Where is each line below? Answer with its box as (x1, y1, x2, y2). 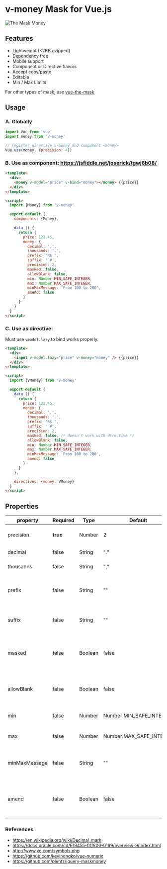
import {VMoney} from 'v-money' (9, 378, 77, 383)
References (5, 826, 34, 833)
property (17, 517, 39, 524)
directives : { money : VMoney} (14, 479, 75, 484)
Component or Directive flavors (12, 63, 77, 69)
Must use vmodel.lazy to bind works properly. (5, 336, 98, 342)
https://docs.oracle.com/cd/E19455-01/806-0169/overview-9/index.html (12, 843, 161, 849)
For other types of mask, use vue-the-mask (5, 88, 94, 95)
